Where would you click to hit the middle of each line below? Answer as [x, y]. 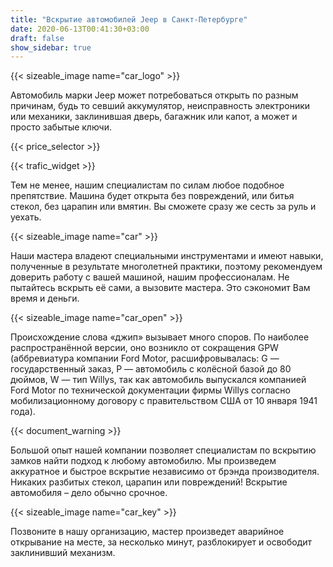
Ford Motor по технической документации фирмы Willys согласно [150, 390]
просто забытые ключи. [61, 127]
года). [23, 412]
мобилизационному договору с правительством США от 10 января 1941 [164, 401]
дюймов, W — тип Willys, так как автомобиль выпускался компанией [158, 380]
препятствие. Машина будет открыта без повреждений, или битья [152, 196]
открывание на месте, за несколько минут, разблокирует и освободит [161, 542]
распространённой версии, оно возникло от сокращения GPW [144, 348]
